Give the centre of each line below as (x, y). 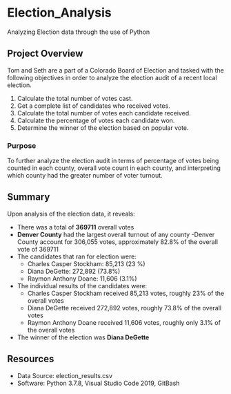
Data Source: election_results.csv (64, 375)
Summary (29, 197)
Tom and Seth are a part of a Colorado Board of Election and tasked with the (115, 70)
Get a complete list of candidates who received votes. (93, 106)
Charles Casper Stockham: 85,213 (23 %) (87, 263)
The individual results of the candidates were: (82, 285)
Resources (31, 359)
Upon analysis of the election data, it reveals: (71, 214)
